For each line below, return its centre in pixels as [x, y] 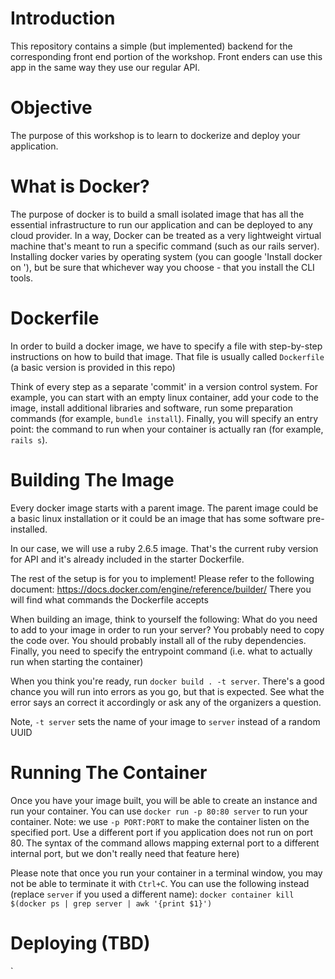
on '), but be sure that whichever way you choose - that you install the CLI [162, 267]
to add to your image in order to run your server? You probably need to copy [167, 629]
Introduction [63, 18]
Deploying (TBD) [80, 943]
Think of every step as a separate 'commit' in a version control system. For [164, 386]
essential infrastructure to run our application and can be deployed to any [161, 224]
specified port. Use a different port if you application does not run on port [162, 832]
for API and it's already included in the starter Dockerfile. [127, 559]
